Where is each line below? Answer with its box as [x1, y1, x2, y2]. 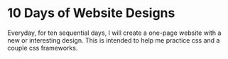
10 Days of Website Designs [7, 5, 175, 21]
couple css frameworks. [7, 43, 78, 52]
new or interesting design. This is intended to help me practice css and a [7, 36, 220, 44]
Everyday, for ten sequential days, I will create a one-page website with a [7, 28, 222, 37]
